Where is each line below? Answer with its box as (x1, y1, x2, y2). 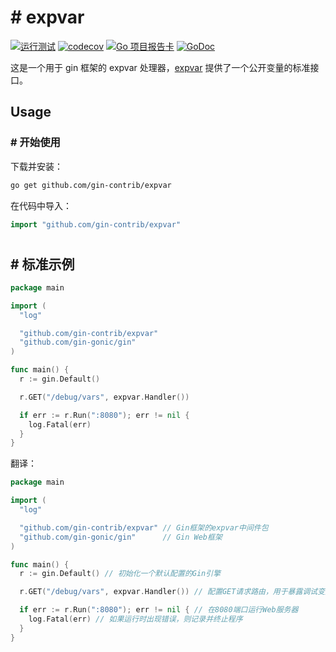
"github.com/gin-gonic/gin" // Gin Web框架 (19, 532, 223, 542)
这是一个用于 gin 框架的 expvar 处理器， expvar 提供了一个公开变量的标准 (10, 61, 311, 73)
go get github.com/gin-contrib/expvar (10, 180, 172, 190)
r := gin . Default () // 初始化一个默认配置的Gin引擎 (19, 569, 222, 579)
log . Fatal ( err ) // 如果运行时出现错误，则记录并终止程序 (28, 614, 243, 625)
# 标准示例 (10, 256, 75, 273)
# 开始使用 (10, 136, 61, 150)
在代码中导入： (10, 199, 72, 211)
